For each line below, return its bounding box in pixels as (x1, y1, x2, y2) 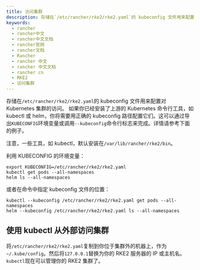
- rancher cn (11, 69, 44, 75)
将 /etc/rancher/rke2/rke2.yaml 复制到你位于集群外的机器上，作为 (6, 242, 167, 249)
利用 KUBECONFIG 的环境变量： (6, 153, 85, 159)
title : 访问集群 (6, 8, 43, 15)
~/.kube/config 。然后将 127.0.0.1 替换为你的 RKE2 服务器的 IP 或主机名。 (6, 250, 186, 257)
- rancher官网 (11, 42, 45, 48)
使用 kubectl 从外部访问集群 (6, 225, 109, 236)
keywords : (6, 20, 31, 26)
